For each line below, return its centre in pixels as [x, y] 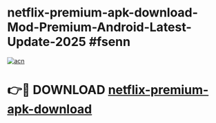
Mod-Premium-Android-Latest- [99, 27]
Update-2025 [47, 42]
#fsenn [110, 42]
